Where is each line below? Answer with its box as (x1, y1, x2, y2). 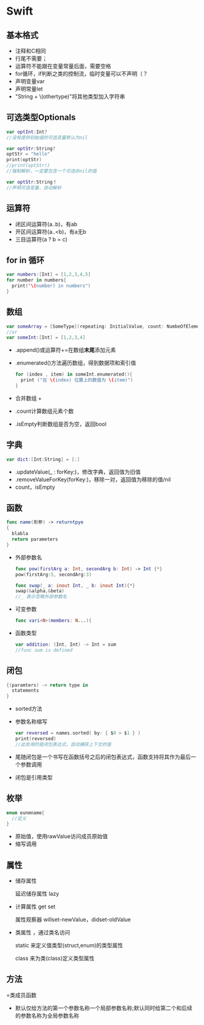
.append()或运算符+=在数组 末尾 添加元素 (15, 347, 117, 354)
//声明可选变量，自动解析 (6, 184, 62, 191)
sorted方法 (15, 705, 42, 713)
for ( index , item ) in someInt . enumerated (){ (15, 371, 132, 378)
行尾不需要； (15, 55, 47, 62)
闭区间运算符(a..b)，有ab (15, 220, 78, 227)
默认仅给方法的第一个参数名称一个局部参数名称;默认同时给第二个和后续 (15, 1004, 193, 1012)
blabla (12, 531, 29, 537)
